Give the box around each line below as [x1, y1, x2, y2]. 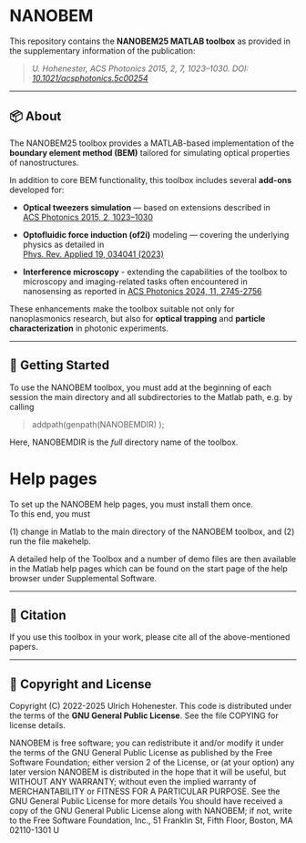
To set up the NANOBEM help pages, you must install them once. [9, 499, 253, 509]
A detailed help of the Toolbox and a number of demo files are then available [9, 553, 297, 564]
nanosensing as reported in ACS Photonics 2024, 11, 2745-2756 [22, 285, 262, 296]
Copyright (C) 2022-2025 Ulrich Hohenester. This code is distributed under [9, 701, 292, 712]
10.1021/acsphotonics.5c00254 [31, 72, 148, 83]
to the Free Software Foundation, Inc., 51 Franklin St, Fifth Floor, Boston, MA [9, 815, 293, 826]
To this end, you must [9, 508, 91, 519]
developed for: [9, 184, 65, 195]
